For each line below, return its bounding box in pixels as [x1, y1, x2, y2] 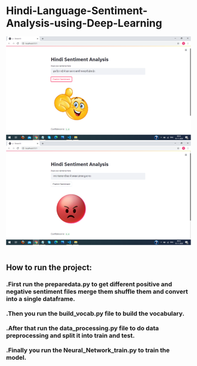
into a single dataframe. [6, 295, 75, 303]
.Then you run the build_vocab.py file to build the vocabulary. [6, 310, 185, 318]
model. [6, 354, 26, 362]
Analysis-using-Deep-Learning [6, 16, 162, 30]
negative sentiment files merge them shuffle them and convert [6, 287, 188, 296]
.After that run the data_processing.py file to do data [6, 324, 159, 333]
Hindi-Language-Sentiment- [6, 4, 148, 18]
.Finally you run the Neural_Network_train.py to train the [6, 346, 170, 354]
